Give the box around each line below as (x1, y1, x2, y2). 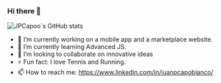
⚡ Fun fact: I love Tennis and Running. (17, 58, 126, 66)
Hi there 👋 (7, 6, 42, 16)
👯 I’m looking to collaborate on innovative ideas (17, 50, 153, 58)
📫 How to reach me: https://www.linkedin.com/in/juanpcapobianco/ (17, 68, 214, 77)
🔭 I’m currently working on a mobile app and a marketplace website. (17, 35, 213, 44)
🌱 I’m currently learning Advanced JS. (17, 43, 127, 51)
